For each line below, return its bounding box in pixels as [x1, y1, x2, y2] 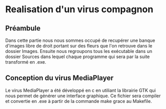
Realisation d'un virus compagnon [5, 4, 154, 15]
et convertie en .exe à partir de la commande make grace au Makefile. [5, 98, 152, 104]
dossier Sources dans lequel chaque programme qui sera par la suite [5, 53, 150, 60]
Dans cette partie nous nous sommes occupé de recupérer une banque [5, 37, 155, 43]
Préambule [5, 24, 41, 33]
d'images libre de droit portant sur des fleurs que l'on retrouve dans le [5, 43, 153, 49]
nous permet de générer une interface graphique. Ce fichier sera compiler [5, 93, 161, 99]
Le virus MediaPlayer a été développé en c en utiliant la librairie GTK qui [5, 87, 156, 93]
